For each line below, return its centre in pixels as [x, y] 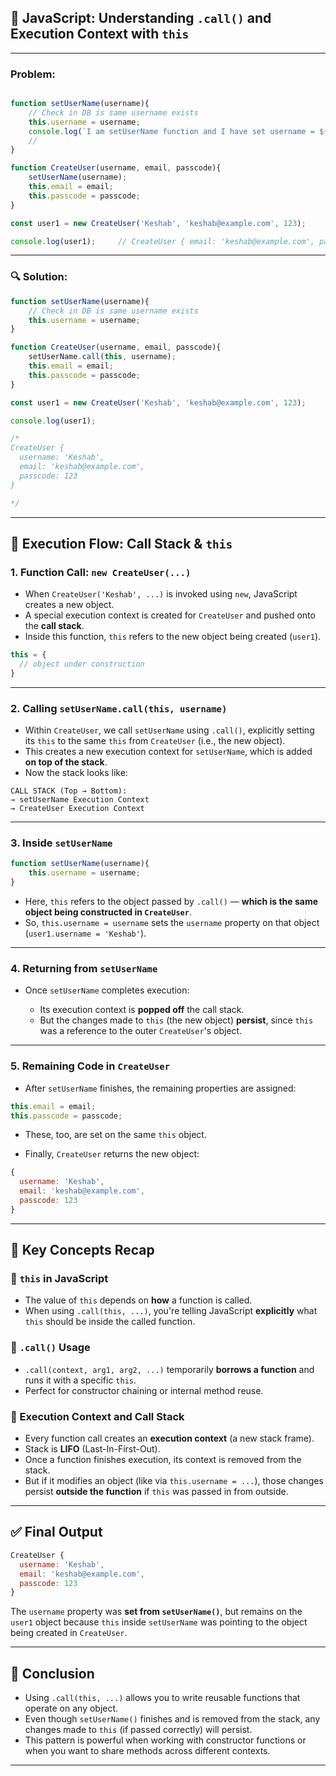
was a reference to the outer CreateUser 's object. [141, 1031]
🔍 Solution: [39, 277]
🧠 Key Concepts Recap [82, 1250]
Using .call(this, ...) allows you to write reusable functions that [162, 1698]
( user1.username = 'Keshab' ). [85, 933]
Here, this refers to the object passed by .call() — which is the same [171, 902]
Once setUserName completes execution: [107, 990]
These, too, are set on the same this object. [115, 1135]
